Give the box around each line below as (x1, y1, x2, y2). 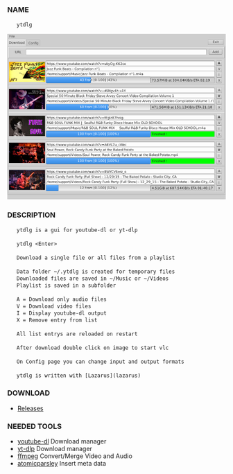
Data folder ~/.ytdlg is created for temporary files (16, 268, 175, 275)
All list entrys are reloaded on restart (16, 331, 138, 337)
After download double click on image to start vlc (16, 344, 169, 351)
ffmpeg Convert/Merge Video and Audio (17, 452, 133, 460)
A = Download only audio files (16, 296, 107, 303)
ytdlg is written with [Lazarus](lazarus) (16, 372, 141, 379)
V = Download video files (16, 303, 92, 310)
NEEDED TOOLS (7, 421, 62, 431)
